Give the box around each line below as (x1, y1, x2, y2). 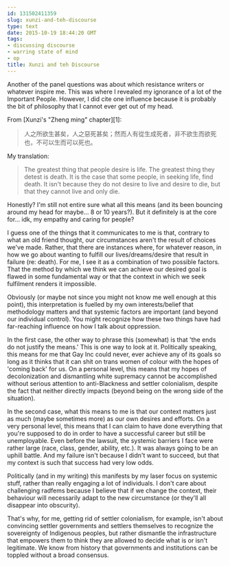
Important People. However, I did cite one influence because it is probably (7, 94, 216, 103)
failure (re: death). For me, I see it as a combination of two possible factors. (7, 257, 220, 265)
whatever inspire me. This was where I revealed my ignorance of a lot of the (7, 87, 222, 96)
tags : (7, 36, 23, 43)
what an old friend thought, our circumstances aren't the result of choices (7, 235, 216, 244)
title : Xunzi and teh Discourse (7, 61, 100, 68)
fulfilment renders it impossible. (7, 279, 97, 287)
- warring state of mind (7, 49, 78, 56)
